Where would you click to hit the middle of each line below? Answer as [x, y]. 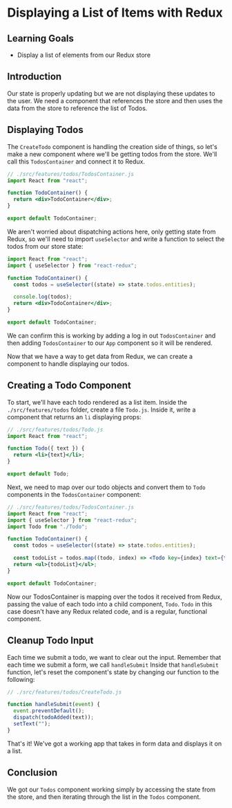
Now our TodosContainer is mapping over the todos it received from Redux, [115, 597]
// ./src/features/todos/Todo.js [55, 430]
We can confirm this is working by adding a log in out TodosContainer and [112, 335]
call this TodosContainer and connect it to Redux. [76, 161]
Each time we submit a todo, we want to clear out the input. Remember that [114, 657]
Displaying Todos [46, 130]
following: [21, 679]
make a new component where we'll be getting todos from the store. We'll [112, 154]
